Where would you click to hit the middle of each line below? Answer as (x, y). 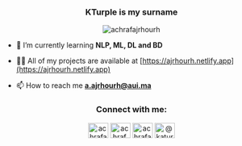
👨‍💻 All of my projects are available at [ (79, 61)
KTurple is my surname (131, 12)
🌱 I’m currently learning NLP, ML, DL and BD (89, 45)
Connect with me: (131, 110)
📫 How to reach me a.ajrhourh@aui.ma (83, 86)
